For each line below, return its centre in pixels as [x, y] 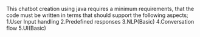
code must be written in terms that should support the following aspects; [97, 15]
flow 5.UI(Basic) [26, 28]
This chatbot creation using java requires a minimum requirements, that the [100, 9]
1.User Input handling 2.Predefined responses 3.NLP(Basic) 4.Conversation [100, 22]
